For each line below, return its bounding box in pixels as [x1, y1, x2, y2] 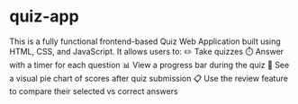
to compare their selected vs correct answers [9, 85, 178, 96]
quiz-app [9, 6, 79, 27]
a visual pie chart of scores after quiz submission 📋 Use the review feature [9, 73, 288, 83]
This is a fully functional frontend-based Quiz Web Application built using [9, 36, 281, 47]
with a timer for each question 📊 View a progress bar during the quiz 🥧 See [9, 59, 290, 70]
